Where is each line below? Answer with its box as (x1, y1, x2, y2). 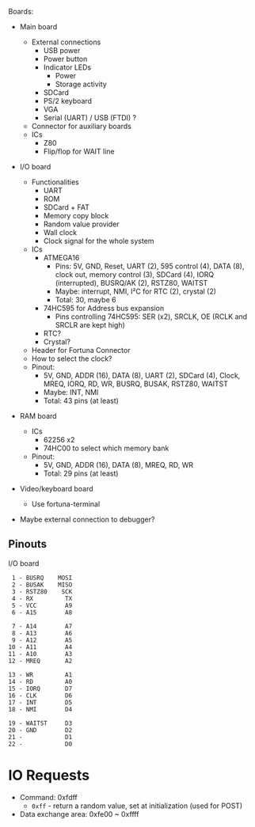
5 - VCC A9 (11, 601, 73, 609)
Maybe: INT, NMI (43, 388, 99, 396)
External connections (31, 37, 101, 47)
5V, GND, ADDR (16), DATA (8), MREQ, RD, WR (43, 461, 194, 469)
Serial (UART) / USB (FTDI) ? (43, 113, 137, 122)
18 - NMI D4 (8, 705, 73, 713)
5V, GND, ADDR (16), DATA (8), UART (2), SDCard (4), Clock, (43, 371, 241, 380)
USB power (43, 46, 81, 55)
